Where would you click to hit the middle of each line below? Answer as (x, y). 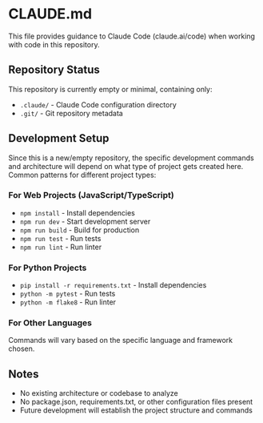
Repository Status (54, 70)
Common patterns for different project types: (82, 175)
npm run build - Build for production (80, 230)
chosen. (22, 348)
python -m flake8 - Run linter (68, 302)
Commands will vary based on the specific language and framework (121, 340)
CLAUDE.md (50, 14)
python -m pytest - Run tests (68, 294)
